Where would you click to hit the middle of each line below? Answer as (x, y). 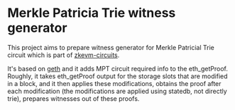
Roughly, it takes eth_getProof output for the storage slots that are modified (118, 76)
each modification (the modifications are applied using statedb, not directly (117, 91)
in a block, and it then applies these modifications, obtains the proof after (114, 83)
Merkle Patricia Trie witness (92, 13)
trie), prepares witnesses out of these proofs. (73, 98)
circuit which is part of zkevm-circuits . (64, 55)
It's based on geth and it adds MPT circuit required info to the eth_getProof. (118, 68)
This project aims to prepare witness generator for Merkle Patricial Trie (111, 47)
